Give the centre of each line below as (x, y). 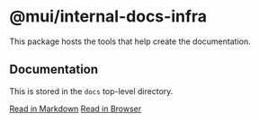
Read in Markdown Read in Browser (76, 109)
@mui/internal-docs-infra (108, 17)
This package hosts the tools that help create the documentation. (130, 41)
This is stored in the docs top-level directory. (91, 91)
